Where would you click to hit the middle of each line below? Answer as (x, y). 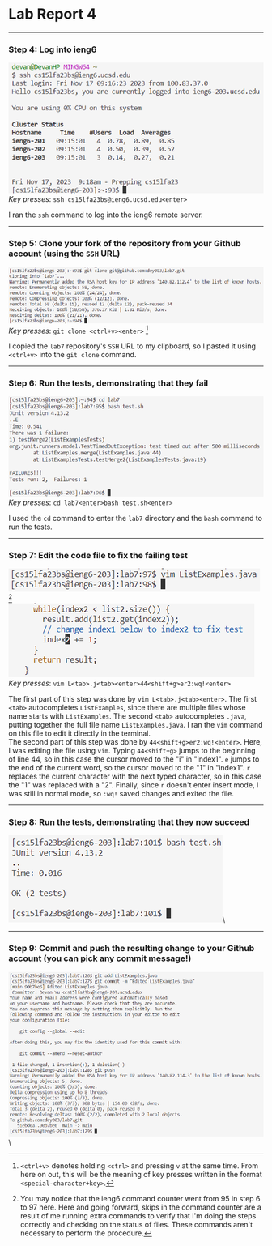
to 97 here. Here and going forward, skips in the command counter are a (140, 1207)
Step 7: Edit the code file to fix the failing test (98, 556)
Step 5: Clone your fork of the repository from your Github (125, 244)
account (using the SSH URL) (64, 254)
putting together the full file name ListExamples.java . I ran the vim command (136, 725)
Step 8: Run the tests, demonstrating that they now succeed (129, 822)
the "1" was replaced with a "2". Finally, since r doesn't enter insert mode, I (134, 785)
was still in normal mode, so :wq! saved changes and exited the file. (121, 794)
